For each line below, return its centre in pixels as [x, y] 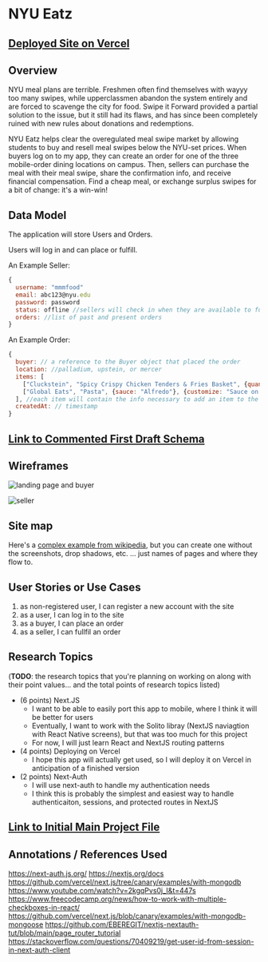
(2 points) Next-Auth [53, 777]
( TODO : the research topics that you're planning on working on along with [130, 676]
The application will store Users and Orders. [81, 235]
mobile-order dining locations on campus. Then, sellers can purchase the [129, 165]
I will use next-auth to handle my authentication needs [120, 785]
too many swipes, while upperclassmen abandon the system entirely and [128, 98]
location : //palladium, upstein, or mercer [89, 370]
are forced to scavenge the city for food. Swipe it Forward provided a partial [133, 107]
